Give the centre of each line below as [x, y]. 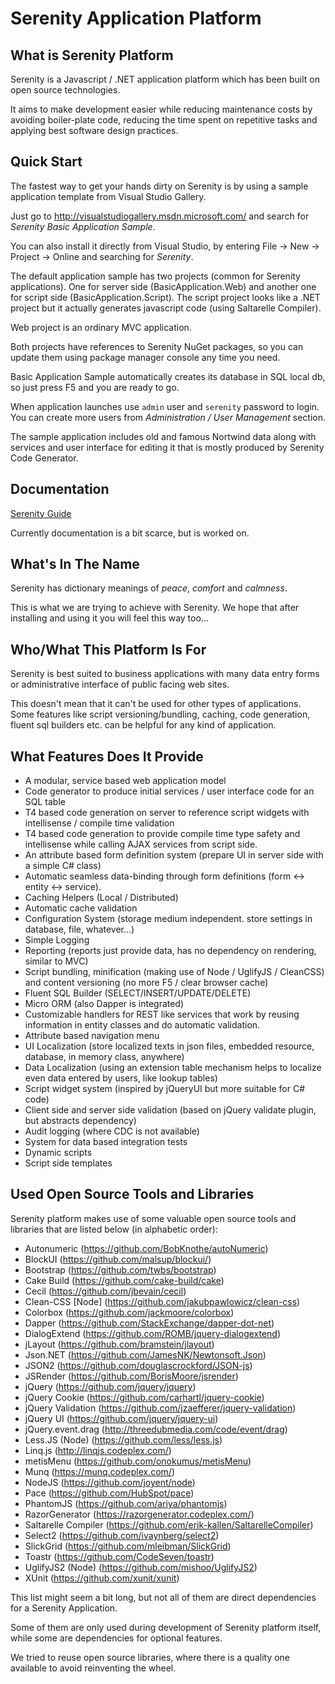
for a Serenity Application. [64, 1608]
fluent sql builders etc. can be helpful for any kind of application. [143, 725]
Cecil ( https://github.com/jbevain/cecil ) [105, 1291]
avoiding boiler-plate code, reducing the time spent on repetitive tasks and [164, 120]
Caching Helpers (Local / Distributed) [101, 898]
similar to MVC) [56, 961]
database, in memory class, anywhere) [104, 1057]
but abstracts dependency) [80, 1121]
